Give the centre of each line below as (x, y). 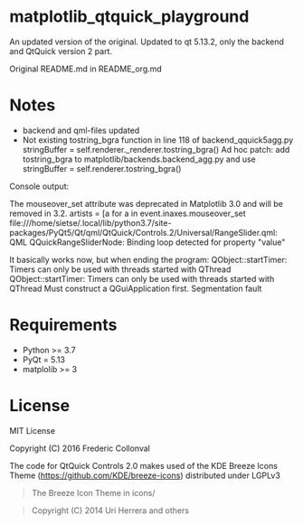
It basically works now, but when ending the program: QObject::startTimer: (148, 259)
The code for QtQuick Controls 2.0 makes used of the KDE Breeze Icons (144, 465)
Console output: (39, 186)
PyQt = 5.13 (44, 360)
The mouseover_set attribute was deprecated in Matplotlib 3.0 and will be (146, 203)
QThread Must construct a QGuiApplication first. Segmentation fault (136, 288)
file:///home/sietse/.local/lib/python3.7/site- (90, 222)
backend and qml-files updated (81, 130)
